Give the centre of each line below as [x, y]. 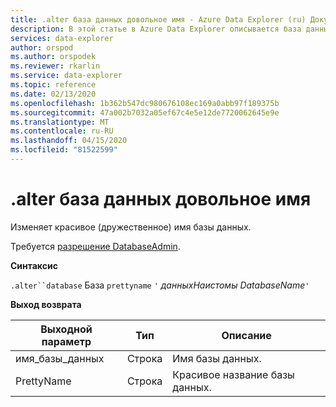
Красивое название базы [233, 374]
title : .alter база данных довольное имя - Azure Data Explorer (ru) [158, 19]
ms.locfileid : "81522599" [64, 150]
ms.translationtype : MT [60, 122]
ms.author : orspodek [53, 57]
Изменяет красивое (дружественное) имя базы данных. [131, 227]
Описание [246, 335]
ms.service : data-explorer [66, 76]
